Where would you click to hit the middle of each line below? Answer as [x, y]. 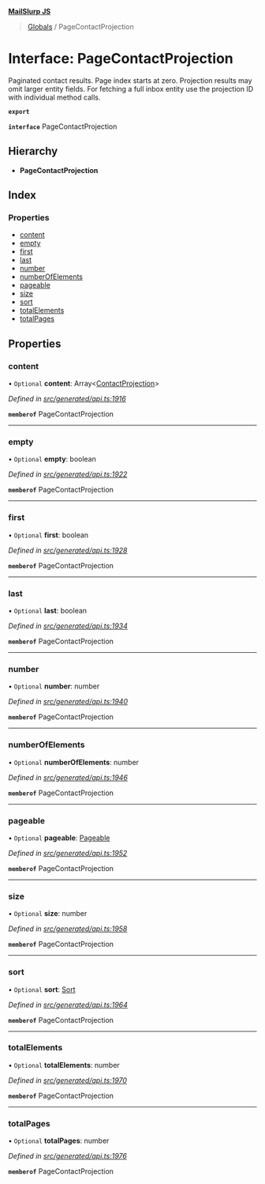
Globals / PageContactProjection [80, 26]
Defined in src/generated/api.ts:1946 [68, 777]
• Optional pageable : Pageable [59, 838]
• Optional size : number [48, 914]
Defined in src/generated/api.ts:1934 [68, 626]
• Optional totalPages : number [59, 1141]
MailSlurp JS [30, 11]
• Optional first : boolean [49, 535]
